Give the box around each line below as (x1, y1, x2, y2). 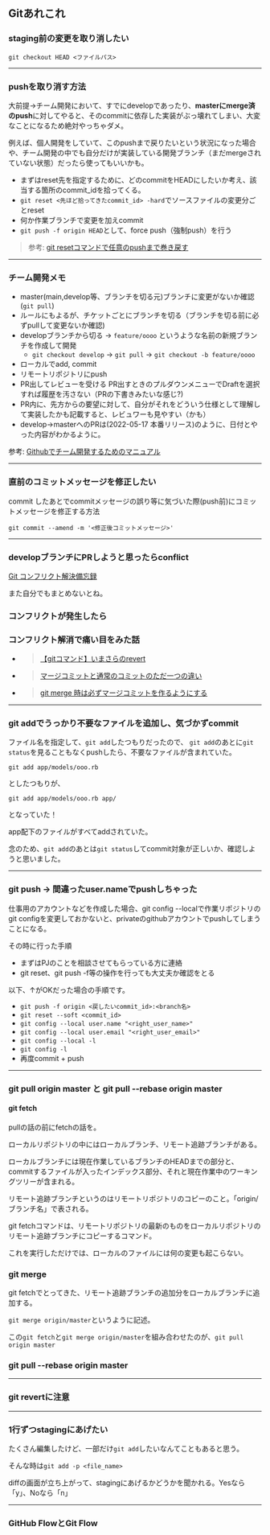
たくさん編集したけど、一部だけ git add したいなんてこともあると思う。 (8, 1444, 243, 1453)
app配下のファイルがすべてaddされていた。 (8, 827, 153, 837)
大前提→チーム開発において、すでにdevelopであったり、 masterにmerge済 (8, 101, 256, 110)
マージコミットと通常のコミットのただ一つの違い (39, 671, 202, 681)
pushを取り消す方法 (8, 80, 87, 92)
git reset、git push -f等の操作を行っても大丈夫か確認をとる (19, 968, 215, 977)
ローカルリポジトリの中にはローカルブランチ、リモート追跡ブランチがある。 (8, 1139, 262, 1149)
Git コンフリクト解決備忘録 (8, 571, 97, 581)
